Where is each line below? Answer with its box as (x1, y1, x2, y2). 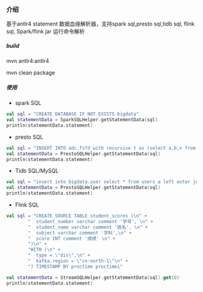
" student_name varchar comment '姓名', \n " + (28, 224, 148, 230)
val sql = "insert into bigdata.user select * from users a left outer (6, 179, 190, 185)
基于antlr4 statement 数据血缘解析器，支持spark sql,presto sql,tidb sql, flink (6, 20, 195, 28)
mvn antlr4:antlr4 (6, 58, 50, 65)
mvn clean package (6, 69, 56, 76)
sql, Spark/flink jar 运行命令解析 (6, 28, 85, 35)
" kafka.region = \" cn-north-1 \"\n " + (28, 258, 129, 264)
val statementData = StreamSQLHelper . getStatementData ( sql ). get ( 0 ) (6, 274, 180, 280)
